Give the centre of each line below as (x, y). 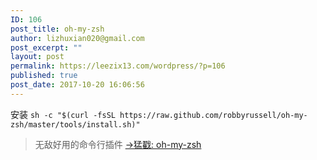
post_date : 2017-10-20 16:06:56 (77, 85)
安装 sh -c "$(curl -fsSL (63, 114)
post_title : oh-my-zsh (57, 29)
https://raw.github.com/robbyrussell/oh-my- (213, 115)
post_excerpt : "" (46, 47)
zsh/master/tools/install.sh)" (75, 124)
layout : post (37, 57)
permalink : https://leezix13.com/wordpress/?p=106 (118, 66)
